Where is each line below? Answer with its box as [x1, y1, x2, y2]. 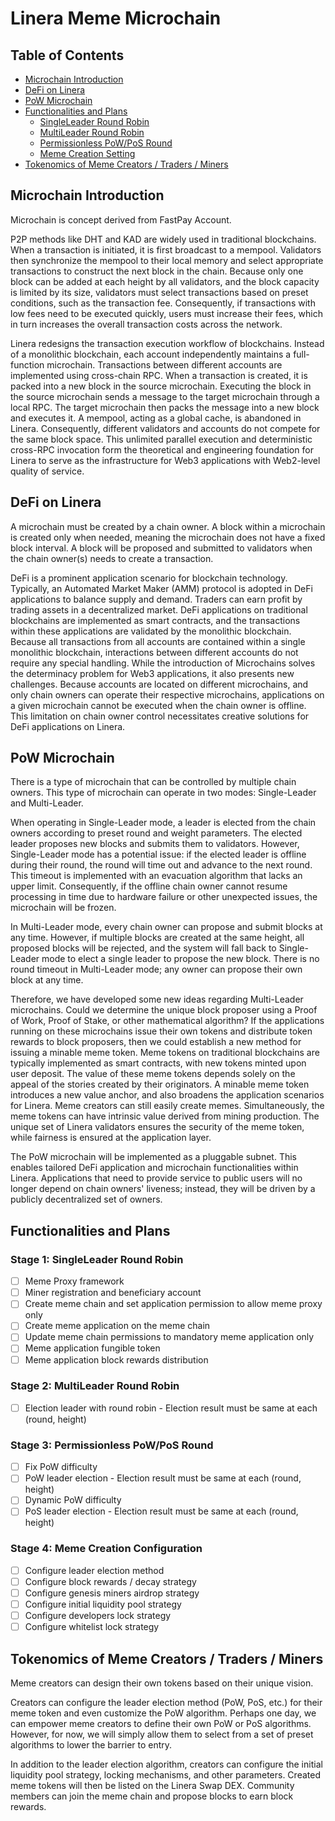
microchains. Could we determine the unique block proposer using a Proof [10, 1004, 318, 1016]
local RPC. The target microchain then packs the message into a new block [10, 401, 320, 413]
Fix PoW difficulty [24, 1461, 98, 1473]
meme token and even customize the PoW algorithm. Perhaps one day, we [10, 1707, 317, 1719]
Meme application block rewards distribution [24, 1353, 209, 1366]
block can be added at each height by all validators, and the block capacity [10, 275, 320, 287]
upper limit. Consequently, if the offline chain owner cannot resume [10, 880, 288, 892]
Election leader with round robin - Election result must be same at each [24, 1402, 318, 1414]
